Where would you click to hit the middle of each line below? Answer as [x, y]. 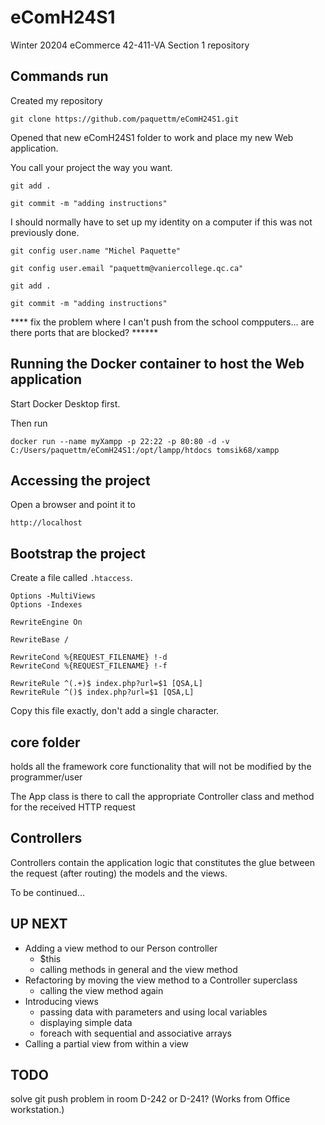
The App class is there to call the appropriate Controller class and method [162, 796]
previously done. [45, 232]
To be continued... [47, 892]
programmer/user [46, 777]
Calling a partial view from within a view [106, 1043]
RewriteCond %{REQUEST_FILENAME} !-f [89, 666]
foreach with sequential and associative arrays [135, 1033]
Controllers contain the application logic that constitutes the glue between [162, 862]
